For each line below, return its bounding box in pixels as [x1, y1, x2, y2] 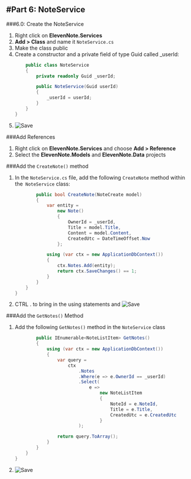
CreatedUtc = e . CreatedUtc [110, 412, 177, 418]
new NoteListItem [99, 390, 143, 396]
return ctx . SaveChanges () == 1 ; [57, 268, 137, 274]
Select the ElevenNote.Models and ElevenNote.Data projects [14, 151, 166, 158]
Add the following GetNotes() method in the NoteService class [14, 324, 166, 331]
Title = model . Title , [67, 224, 121, 230]
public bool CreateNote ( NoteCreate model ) [36, 191, 143, 197]
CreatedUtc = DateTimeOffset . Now [67, 236, 150, 242]
